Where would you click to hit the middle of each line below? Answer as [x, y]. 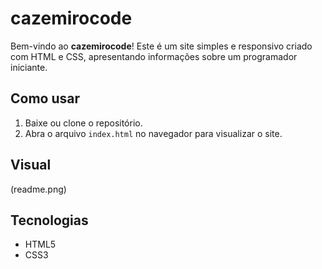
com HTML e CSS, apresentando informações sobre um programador [154, 56]
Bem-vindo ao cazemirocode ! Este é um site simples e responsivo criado [161, 46]
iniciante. [29, 67]
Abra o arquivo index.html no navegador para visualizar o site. [153, 133]
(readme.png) [38, 189]
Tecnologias [49, 220]
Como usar [45, 98]
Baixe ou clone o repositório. [83, 123]
